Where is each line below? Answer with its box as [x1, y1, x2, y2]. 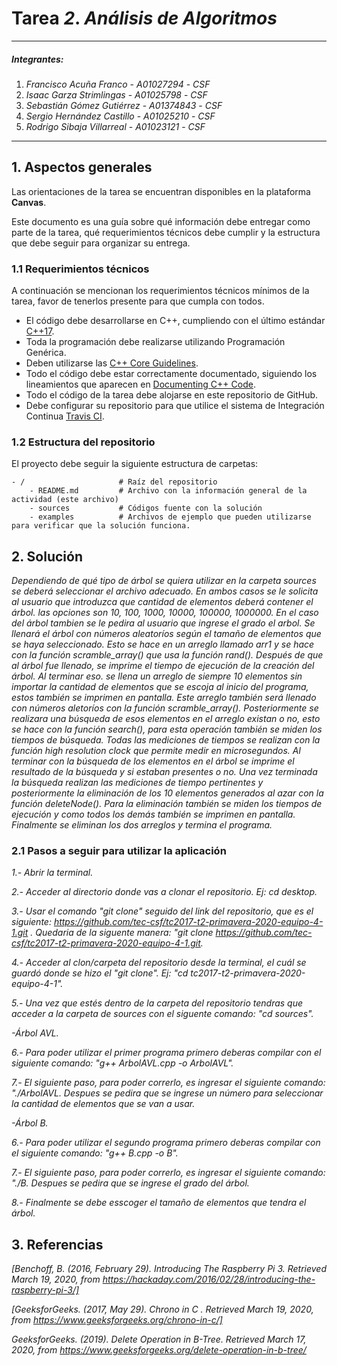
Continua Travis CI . [25, 410, 105, 422]
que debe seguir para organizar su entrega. [11, 237, 191, 249]
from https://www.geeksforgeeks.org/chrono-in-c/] [11, 1314, 223, 1326]
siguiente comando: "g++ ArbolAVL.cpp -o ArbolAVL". [11, 1057, 234, 1069]
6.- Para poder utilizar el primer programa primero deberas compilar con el [11, 1047, 322, 1059]
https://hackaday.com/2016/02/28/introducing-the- [102, 1273, 316, 1286]
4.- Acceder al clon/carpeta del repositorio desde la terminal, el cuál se [11, 957, 307, 969]
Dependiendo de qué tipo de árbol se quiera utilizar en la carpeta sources [11, 575, 317, 587]
